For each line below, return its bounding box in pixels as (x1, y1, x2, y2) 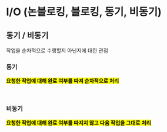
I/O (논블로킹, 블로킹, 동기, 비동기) (6, 5, 162, 19)
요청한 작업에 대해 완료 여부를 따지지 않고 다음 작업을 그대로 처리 (6, 119, 151, 126)
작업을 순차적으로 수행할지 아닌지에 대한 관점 (6, 47, 109, 54)
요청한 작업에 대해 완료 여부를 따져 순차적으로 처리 (6, 77, 119, 85)
